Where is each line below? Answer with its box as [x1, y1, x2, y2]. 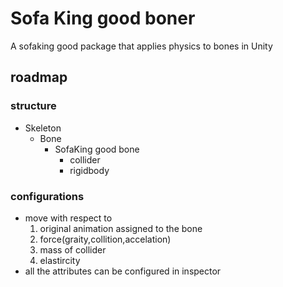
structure [10, 99, 57, 113]
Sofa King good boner [10, 7, 196, 30]
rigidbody [69, 164, 110, 176]
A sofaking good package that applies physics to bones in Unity [10, 40, 273, 52]
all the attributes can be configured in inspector [24, 265, 222, 277]
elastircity [39, 254, 81, 266]
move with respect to [24, 212, 113, 224]
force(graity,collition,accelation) [39, 233, 172, 245]
